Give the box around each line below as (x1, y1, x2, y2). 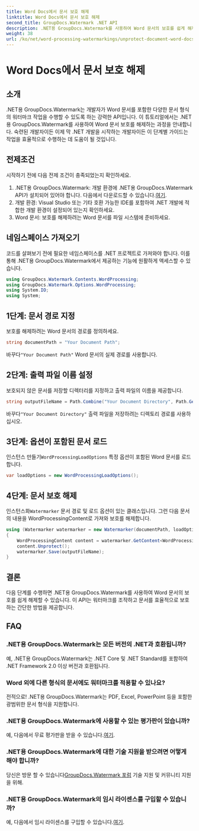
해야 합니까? (6, 757, 40, 765)
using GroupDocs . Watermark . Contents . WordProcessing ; (6, 276, 139, 282)
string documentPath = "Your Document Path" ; (6, 339, 120, 345)
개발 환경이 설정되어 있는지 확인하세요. (25, 206, 115, 214)
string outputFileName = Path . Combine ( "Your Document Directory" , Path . (6, 399, 190, 405)
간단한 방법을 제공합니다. (17, 604, 75, 611)
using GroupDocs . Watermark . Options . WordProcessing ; (6, 282, 136, 288)
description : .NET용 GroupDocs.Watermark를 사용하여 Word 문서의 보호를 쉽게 (6, 25, 185, 31)
